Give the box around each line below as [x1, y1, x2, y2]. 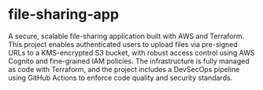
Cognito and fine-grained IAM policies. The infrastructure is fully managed [8, 56, 250, 66]
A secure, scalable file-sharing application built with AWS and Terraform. [8, 31, 245, 41]
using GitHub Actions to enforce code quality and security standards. [8, 73, 233, 82]
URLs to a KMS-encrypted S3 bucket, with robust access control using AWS [8, 48, 255, 57]
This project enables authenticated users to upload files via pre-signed [8, 39, 238, 49]
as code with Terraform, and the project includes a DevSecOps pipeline [8, 64, 240, 74]
